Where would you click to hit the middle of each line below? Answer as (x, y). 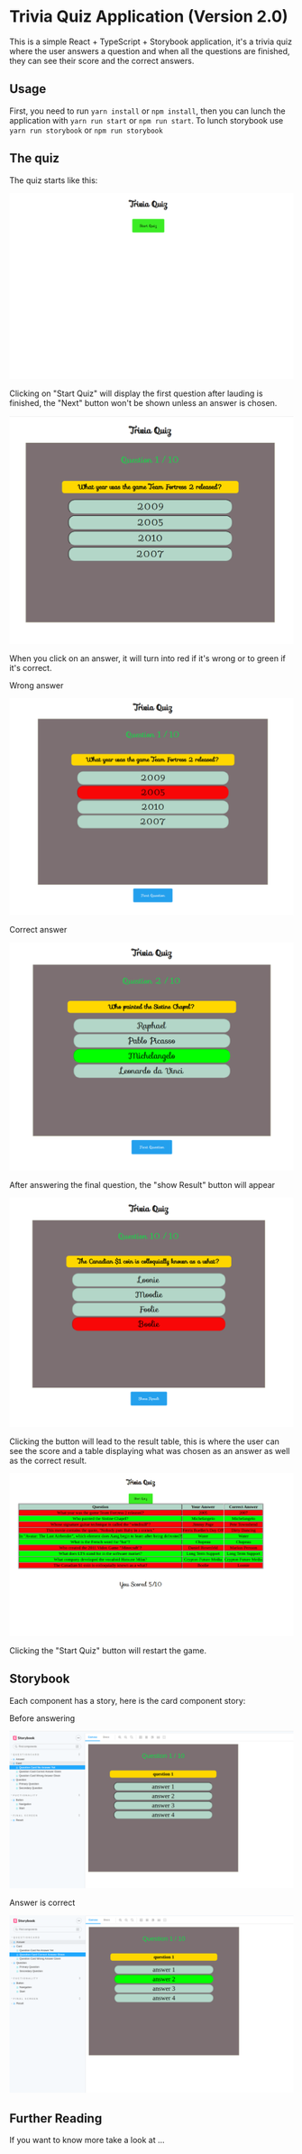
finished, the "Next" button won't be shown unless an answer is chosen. (143, 402)
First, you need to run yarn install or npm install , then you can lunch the (147, 111)
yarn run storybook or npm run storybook (87, 130)
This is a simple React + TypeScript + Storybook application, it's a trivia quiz (151, 41)
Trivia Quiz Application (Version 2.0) (149, 17)
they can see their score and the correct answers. (102, 60)
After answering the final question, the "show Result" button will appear (142, 1184)
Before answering (42, 1718)
